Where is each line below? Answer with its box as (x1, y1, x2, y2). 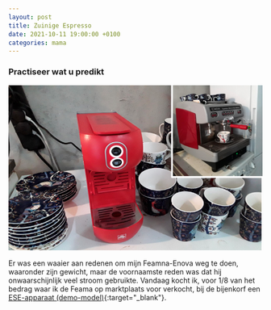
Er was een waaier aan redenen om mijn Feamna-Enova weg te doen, (8, 258, 240, 268)
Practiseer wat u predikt (8, 66, 105, 77)
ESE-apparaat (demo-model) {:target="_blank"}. (8, 293, 167, 303)
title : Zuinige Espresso (8, 21, 92, 30)
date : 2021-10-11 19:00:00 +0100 (8, 30, 121, 38)
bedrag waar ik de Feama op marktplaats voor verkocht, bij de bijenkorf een (8, 284, 261, 294)
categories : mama (8, 39, 67, 47)
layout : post (8, 13, 52, 21)
